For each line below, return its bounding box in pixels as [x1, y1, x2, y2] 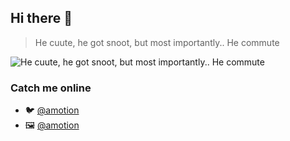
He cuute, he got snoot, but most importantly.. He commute [34, 36, 280, 48]
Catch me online [10, 81, 92, 95]
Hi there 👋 [10, 10, 73, 27]
